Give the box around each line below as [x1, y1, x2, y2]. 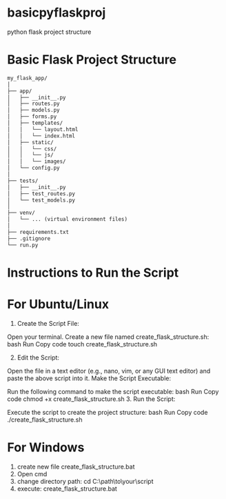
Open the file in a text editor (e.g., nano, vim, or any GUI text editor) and [7, 366, 211, 375]
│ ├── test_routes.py [7, 190, 76, 197]
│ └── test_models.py [7, 197, 76, 204]
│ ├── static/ [7, 139, 54, 146]
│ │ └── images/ [7, 158, 67, 165]
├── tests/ [7, 177, 39, 184]
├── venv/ [7, 209, 36, 217]
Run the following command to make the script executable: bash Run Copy [7, 387, 219, 395]
